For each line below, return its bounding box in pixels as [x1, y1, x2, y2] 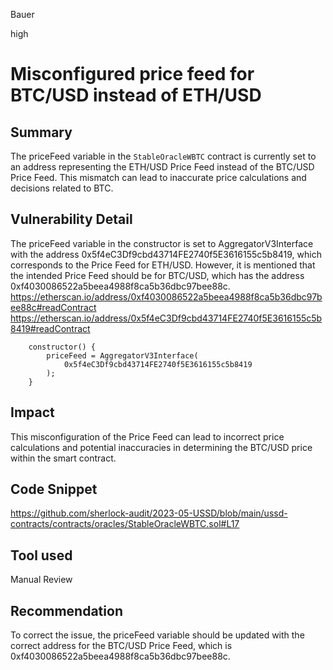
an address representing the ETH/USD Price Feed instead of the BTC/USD [10, 161, 315, 173]
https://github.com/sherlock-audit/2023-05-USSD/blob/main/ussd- [10, 507, 288, 519]
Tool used [10, 547, 73, 564]
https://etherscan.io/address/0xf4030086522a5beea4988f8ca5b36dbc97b [10, 290, 323, 303]
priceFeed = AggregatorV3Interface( [46, 350, 199, 361]
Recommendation [10, 602, 123, 619]
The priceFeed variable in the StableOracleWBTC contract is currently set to [10, 150, 317, 162]
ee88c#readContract [10, 301, 97, 313]
